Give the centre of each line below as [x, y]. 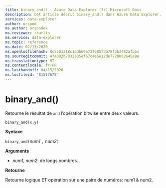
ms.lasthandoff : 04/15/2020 [34, 70]
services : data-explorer [31, 19]
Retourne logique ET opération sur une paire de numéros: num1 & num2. [79, 180]
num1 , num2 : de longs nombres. [45, 161]
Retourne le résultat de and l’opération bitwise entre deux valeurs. [72, 113]
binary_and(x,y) [22, 122]
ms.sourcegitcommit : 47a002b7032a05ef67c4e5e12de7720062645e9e [72, 56]
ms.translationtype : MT [30, 61]
